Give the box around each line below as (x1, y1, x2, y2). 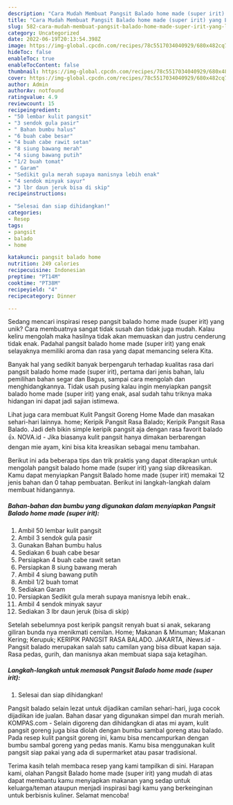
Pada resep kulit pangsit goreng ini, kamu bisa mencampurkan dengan (8, 734, 209, 742)
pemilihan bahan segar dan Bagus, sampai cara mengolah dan (8, 375, 185, 383)
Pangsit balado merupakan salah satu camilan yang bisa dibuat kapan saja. (8, 643, 222, 651)
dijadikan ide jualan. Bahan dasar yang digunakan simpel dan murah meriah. (8, 712, 225, 720)
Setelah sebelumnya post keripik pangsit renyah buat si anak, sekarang (8, 621, 211, 629)
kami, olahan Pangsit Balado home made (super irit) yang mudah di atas (8, 769, 213, 777)
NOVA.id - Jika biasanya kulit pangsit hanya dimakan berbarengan (17, 433, 206, 442)
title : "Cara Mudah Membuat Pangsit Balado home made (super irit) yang (8, 17, 222, 24)
